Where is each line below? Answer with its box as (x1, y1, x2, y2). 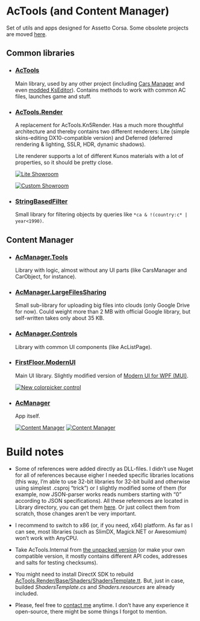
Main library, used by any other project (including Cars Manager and (14, 80, 185, 87)
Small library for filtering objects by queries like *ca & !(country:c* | (14, 211, 188, 218)
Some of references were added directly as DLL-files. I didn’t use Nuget (14, 465, 194, 473)
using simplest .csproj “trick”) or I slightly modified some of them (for (14, 484, 187, 492)
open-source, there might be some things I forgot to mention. (14, 608, 167, 616)
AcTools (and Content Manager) (6, 4, 170, 18)
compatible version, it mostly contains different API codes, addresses (14, 553, 188, 560)
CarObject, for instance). (14, 273, 77, 280)
